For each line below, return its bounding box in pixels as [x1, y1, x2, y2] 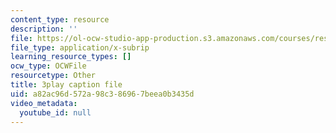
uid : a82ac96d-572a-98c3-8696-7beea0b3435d [10, 89, 195, 99]
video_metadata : [10, 98, 78, 108]
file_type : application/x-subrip [10, 42, 150, 53]
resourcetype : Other [10, 71, 97, 81]
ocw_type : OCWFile [10, 61, 87, 71]
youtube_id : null [19, 107, 92, 118]
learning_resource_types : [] [10, 52, 132, 62]
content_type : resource [10, 14, 110, 25]
